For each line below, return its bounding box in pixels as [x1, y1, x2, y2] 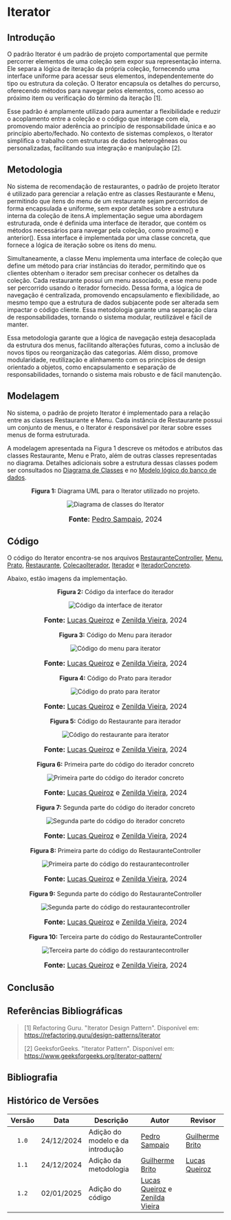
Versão [10, 1115, 35, 1125]
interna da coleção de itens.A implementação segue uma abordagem [7, 211, 203, 219]
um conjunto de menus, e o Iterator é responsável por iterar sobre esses [7, 423, 212, 431]
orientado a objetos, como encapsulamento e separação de [7, 363, 177, 371]
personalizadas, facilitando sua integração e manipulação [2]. [7, 144, 182, 152]
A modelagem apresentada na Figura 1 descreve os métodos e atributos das [7, 444, 223, 452]
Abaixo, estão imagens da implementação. [7, 574, 128, 583]
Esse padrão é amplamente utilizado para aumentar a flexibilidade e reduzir [7, 108, 221, 115]
